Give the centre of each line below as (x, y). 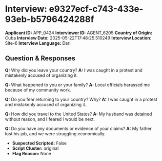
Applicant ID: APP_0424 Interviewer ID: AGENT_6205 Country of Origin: (79, 33)
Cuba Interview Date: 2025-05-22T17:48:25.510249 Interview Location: (78, 38)
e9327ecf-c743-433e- (96, 9)
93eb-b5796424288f (50, 19)
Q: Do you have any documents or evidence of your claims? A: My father (79, 128)
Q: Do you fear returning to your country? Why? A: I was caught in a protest (81, 99)
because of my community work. (38, 90)
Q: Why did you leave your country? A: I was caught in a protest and (74, 70)
